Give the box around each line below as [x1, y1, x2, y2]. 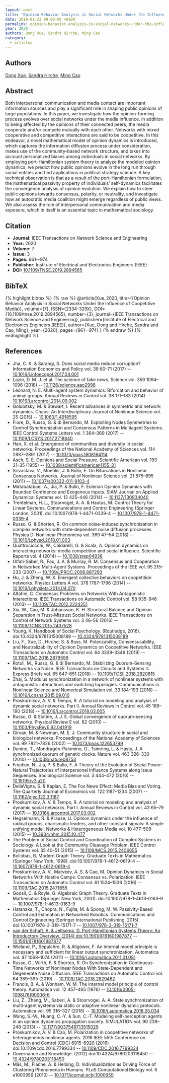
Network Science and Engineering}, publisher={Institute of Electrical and [5, 317, 156, 322]
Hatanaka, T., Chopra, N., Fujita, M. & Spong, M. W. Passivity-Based [12, 906, 153, 912]
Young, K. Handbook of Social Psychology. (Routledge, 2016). [12, 628, 141, 634]
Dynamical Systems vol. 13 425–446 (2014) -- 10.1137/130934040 [12, 494, 149, 500]
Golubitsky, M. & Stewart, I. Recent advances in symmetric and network [12, 403, 161, 409]
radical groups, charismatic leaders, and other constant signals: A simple [12, 820, 164, 826]
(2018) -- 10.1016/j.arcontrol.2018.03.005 [21, 708, 105, 714]
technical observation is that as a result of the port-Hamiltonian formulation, [5, 175, 162, 181]
